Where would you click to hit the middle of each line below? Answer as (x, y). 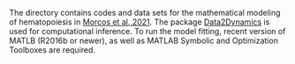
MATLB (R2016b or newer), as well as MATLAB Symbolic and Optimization (144, 40)
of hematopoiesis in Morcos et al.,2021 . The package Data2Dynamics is (140, 22)
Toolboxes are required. (52, 50)
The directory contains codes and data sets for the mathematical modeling (145, 13)
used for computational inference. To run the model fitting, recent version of (147, 31)
